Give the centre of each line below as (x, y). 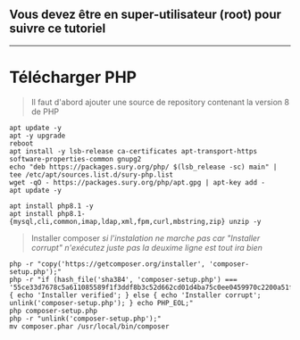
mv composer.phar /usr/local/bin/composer (89, 326)
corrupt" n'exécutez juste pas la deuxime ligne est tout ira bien (147, 247)
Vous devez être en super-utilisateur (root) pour (146, 15)
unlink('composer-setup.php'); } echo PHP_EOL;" (101, 303)
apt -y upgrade (37, 136)
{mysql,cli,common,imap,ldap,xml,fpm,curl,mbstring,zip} (117, 221)
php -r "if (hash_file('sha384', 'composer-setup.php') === (124, 279)
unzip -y (245, 221)
